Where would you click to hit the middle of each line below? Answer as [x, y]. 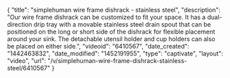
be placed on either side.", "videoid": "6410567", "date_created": [99, 46]
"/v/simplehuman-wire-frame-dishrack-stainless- [117, 61]
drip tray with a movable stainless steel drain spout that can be [122, 24]
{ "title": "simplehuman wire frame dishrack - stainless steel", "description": [114, 10]
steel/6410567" [29, 68]
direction [20, 24]
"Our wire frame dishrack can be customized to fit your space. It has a [106, 17]
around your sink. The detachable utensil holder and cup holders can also [111, 39]
